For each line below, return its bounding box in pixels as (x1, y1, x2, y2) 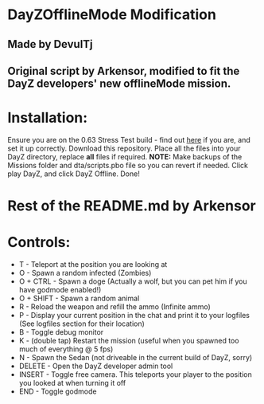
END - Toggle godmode (18, 386, 97, 396)
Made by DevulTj (7, 37, 93, 51)
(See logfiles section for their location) (18, 319, 145, 328)
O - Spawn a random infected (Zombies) (18, 269, 152, 278)
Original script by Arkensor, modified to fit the (7, 64, 240, 77)
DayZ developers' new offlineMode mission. (7, 76, 231, 90)
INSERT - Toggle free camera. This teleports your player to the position (18, 370, 252, 379)
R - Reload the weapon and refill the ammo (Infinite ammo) (18, 302, 212, 312)
